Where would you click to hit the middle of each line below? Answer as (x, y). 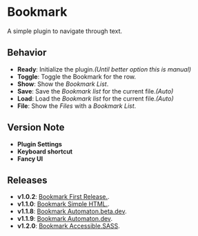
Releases (27, 180)
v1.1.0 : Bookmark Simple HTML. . (63, 204)
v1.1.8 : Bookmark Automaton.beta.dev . (72, 211)
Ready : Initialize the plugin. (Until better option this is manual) (104, 69)
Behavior (27, 53)
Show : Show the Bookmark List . (63, 84)
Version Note (36, 128)
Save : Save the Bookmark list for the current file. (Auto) (95, 91)
